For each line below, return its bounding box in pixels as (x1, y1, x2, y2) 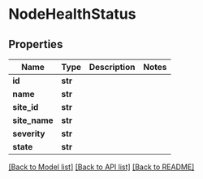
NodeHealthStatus (8, 5, 136, 24)
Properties (8, 37, 63, 51)
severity (12, 128, 45, 139)
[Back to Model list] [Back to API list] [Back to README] (8, 162, 195, 172)
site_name (12, 115, 54, 126)
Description (89, 62, 136, 72)
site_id (12, 102, 39, 112)
